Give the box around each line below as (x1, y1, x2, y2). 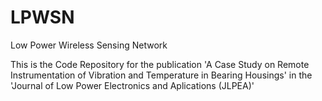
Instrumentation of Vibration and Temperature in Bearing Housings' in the (10, 69, 313, 81)
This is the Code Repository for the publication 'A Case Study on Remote (10, 58, 310, 70)
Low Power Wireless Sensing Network (10, 39, 168, 51)
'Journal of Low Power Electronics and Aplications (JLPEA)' (10, 79, 255, 91)
